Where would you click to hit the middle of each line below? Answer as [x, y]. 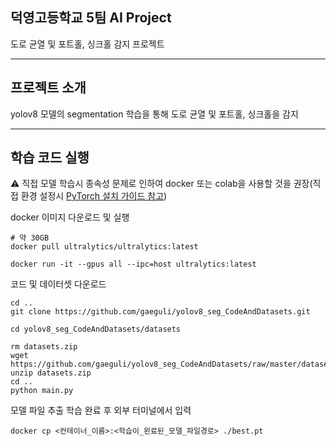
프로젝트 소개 [48, 88]
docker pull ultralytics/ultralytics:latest [104, 247]
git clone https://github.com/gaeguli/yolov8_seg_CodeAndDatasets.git [160, 312]
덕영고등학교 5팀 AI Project [91, 18]
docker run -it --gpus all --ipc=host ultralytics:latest [133, 264]
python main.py [42, 391]
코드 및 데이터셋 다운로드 [58, 284]
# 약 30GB [30, 238]
